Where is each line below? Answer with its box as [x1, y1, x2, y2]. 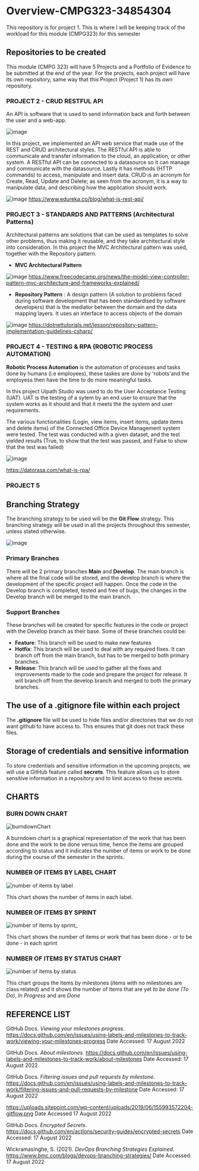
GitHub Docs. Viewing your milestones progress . [6, 1025, 125, 1032]
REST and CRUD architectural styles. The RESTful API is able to [6, 146, 162, 153]
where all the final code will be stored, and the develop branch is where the [6, 574, 190, 581]
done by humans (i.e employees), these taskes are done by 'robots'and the [6, 370, 190, 377]
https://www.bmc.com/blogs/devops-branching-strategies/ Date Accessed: [6, 1151, 192, 1159]
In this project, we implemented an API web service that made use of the [6, 140, 184, 147]
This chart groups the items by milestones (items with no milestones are [6, 979, 182, 987]
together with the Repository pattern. [6, 250, 97, 257]
